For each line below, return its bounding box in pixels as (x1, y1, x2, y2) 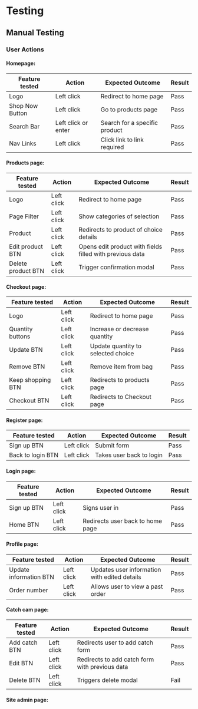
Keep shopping (9, 376, 51, 384)
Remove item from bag (90, 362, 153, 371)
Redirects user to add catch (77, 638, 153, 647)
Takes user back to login (95, 451, 163, 459)
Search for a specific (100, 118, 158, 127)
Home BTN (9, 520, 39, 529)
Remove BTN (9, 362, 45, 371)
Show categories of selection (78, 212, 160, 220)
